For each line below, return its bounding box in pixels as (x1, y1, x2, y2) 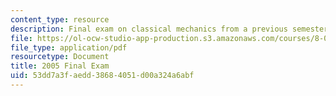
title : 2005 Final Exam (10, 61, 110, 71)
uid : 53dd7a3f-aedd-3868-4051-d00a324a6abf (10, 71, 195, 81)
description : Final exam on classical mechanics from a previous (10, 24, 288, 34)
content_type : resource (10, 14, 110, 25)
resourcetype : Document (10, 52, 110, 62)
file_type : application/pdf (10, 42, 128, 53)
